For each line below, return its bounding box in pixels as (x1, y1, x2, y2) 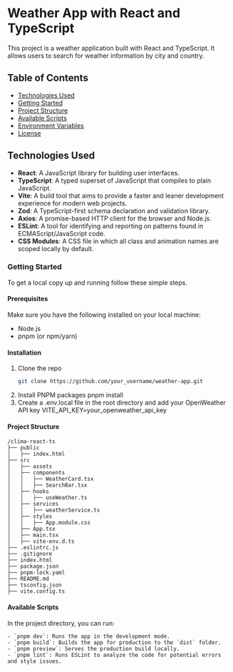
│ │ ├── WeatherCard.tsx (7, 476, 94, 483)
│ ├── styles (7, 513, 53, 520)
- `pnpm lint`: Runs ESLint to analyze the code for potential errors (7, 651, 222, 658)
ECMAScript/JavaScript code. (17, 229, 105, 238)
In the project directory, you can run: (7, 618, 115, 627)
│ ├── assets (7, 463, 53, 470)
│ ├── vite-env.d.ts (7, 538, 75, 545)
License (17, 128, 41, 137)
